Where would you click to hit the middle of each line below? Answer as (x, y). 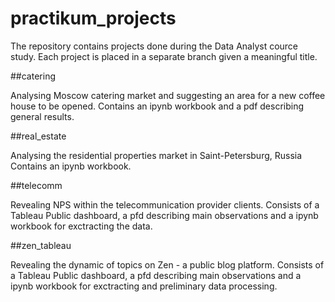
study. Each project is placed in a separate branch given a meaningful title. (164, 56)
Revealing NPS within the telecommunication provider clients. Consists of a (165, 204)
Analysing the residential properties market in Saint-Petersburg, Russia (156, 155)
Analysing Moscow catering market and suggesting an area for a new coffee (168, 95)
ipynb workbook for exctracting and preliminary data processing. (144, 286)
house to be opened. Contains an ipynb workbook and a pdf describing (157, 106)
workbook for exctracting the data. (81, 226)
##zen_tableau (41, 245)
